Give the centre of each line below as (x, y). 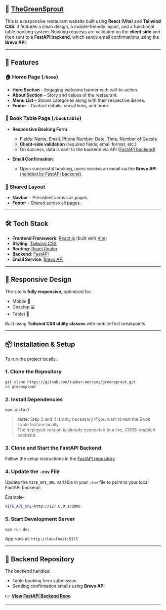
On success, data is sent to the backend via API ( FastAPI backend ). (88, 149)
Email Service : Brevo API (38, 259)
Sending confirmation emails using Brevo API (58, 586)
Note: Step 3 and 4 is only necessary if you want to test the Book (84, 419)
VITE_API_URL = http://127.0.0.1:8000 (43, 506)
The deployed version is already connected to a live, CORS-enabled (86, 430)
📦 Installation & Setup (40, 344)
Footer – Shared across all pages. (46, 203)
